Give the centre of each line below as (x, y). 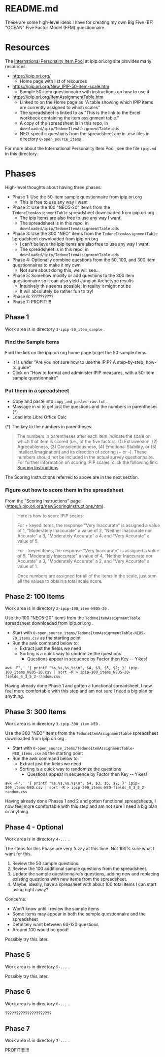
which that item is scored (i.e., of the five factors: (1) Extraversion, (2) (87, 442)
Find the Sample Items (33, 342)
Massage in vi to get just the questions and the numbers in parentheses (85, 407)
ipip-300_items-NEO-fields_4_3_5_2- (109, 788)
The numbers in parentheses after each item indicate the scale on (84, 436)
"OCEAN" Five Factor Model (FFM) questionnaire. (55, 27)
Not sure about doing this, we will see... (60, 270)
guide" (24, 367)
